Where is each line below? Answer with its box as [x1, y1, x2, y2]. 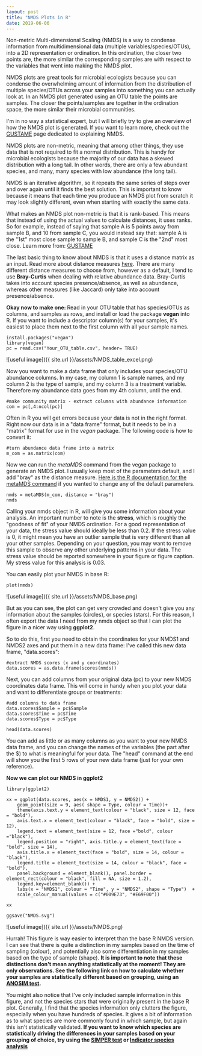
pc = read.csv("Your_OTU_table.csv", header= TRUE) [6, 345, 138, 351]
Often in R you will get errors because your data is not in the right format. [6, 414, 188, 422]
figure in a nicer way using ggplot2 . [6, 624, 95, 631]
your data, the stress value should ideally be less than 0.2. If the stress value [6, 527, 196, 534]
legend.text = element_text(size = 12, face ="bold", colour [17, 828, 173, 835]
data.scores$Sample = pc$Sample [6, 706, 87, 712]
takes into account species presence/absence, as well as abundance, [6, 280, 179, 287]
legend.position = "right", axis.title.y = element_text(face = [17, 839, 182, 845]
